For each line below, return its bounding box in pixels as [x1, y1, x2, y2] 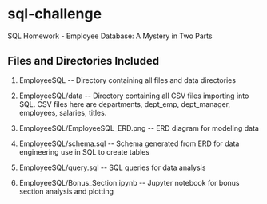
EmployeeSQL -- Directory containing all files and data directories [18, 75, 237, 84]
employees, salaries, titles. [18, 108, 107, 117]
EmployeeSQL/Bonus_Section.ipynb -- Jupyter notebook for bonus [18, 178, 240, 187]
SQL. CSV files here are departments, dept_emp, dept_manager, [18, 99, 231, 108]
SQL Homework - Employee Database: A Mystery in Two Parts [7, 31, 213, 41]
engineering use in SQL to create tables [18, 147, 149, 156]
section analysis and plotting [18, 186, 114, 196]
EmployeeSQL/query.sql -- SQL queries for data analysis [18, 163, 206, 172]
